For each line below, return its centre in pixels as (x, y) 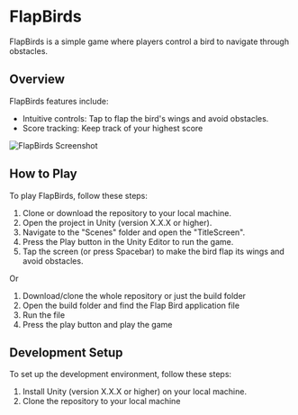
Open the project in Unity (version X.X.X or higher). (117, 222)
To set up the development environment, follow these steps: (121, 374)
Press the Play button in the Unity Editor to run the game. (128, 241)
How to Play (44, 174)
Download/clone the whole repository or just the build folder (134, 295)
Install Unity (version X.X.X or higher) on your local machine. (135, 392)
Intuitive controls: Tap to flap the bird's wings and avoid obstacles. (145, 118)
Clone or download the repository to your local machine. (127, 212)
